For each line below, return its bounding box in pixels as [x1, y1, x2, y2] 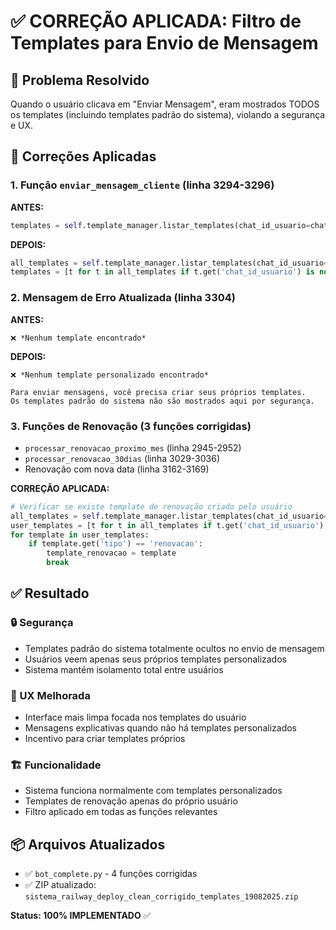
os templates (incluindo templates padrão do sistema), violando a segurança [10, 109, 326, 120]
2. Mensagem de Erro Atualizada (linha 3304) [10, 291, 236, 305]
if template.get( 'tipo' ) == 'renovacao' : [28, 539, 203, 549]
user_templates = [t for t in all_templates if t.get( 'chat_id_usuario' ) [10, 520, 325, 530]
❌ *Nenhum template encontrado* [10, 333, 147, 343]
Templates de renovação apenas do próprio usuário [24, 795, 238, 807]
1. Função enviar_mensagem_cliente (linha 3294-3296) [10, 178, 275, 192]
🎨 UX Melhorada [10, 688, 91, 702]
